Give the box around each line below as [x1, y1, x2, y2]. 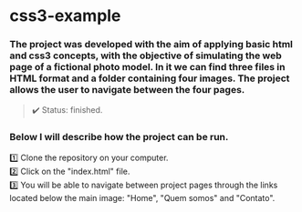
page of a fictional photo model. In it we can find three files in [9, 61, 286, 74]
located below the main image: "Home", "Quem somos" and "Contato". [9, 192, 276, 203]
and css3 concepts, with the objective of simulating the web [9, 49, 283, 62]
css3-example [9, 5, 121, 26]
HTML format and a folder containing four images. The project [9, 72, 290, 85]
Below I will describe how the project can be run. [9, 131, 229, 144]
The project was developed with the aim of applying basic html [9, 38, 294, 51]
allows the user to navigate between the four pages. [9, 84, 245, 96]
